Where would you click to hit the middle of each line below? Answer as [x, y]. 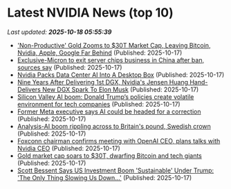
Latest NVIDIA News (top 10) [91, 13]
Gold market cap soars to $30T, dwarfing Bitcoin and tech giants [109, 155]
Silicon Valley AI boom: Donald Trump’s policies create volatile [105, 97]
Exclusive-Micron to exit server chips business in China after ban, [111, 60]
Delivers [29, 89]
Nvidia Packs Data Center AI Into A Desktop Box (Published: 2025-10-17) [121, 75]
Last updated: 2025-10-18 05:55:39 [59, 32]
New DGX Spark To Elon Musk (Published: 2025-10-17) [121, 89]
